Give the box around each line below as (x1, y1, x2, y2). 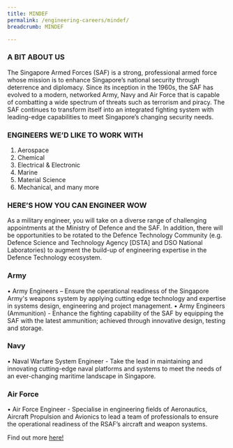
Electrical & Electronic (17, 160, 81, 169)
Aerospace (17, 146, 50, 154)
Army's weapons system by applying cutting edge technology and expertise (7, 294, 227, 302)
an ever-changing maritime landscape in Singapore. (7, 371, 156, 380)
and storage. (7, 324, 44, 332)
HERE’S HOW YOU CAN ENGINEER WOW (7, 200, 147, 210)
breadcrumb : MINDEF (7, 23, 64, 30)
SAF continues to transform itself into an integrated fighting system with (7, 105, 214, 114)
